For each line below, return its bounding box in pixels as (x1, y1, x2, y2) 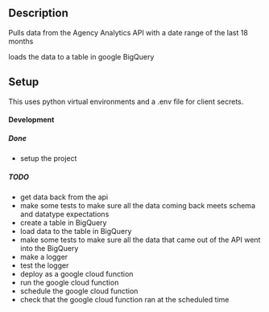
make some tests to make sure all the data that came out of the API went (19, 235, 261, 244)
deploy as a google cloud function (19, 269, 134, 279)
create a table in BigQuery (19, 218, 107, 228)
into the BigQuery (19, 244, 79, 253)
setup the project (19, 154, 77, 163)
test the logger (19, 261, 69, 270)
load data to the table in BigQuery (19, 227, 132, 236)
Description (8, 6, 68, 20)
